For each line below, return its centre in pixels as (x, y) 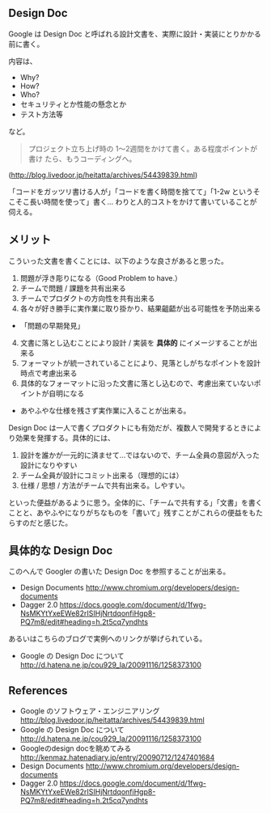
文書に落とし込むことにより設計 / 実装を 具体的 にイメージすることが (135, 342)
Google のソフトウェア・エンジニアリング (90, 711)
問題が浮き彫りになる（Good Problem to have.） (101, 277)
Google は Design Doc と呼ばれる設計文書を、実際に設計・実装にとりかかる (135, 34)
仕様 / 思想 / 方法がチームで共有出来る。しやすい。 (105, 485)
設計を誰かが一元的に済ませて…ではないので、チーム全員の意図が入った (140, 455)
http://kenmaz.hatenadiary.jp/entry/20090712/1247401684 (117, 758)
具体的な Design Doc (61, 550)
